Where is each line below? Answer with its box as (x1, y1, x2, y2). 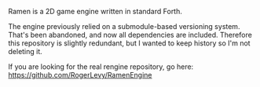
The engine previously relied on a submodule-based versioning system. (8, 22, 240, 31)
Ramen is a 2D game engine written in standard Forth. (8, 7, 183, 16)
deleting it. (8, 47, 43, 56)
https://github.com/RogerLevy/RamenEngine (8, 71, 152, 79)
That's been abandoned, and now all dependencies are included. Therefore (8, 31, 253, 39)
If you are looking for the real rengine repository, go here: (8, 62, 194, 71)
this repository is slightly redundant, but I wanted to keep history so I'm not (8, 38, 251, 48)
